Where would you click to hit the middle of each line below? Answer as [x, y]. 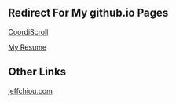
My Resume [27, 47]
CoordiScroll [28, 31]
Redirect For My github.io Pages [88, 13]
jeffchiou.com [30, 90]
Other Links [37, 72]
